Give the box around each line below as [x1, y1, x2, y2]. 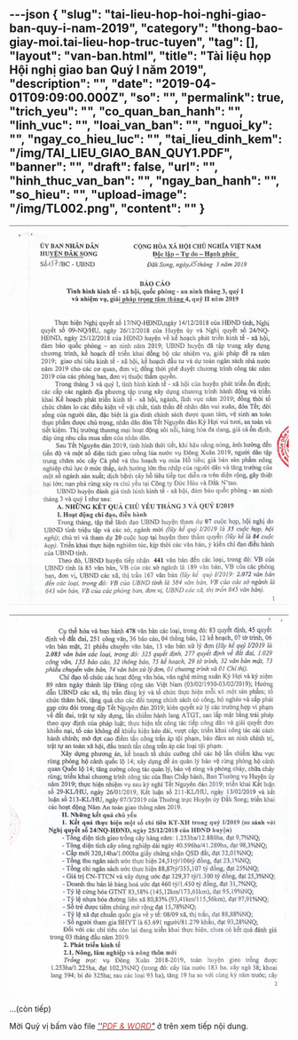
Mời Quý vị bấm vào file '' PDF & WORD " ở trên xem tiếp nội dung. [9, 1020, 248, 1031]
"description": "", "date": [9, 76, 153, 91]
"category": [140, 21, 209, 36]
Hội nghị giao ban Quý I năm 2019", [9, 62, 207, 78]
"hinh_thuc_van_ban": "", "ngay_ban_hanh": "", [9, 173, 279, 189]
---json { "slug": [9, 7, 102, 22]
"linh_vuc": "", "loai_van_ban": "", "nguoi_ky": [9, 118, 273, 133]
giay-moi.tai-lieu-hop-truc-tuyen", [9, 35, 206, 50]
